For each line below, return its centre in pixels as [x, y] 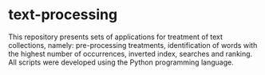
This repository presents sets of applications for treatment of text [116, 37]
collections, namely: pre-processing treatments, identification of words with [133, 45]
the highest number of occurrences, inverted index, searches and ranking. [131, 53]
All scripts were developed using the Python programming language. [121, 62]
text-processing [63, 15]
